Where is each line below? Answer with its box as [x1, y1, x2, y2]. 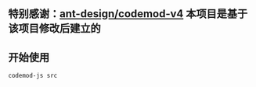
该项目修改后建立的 [8, 22, 101, 35]
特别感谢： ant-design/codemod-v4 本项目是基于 [8, 7, 248, 21]
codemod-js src [8, 72, 58, 80]
